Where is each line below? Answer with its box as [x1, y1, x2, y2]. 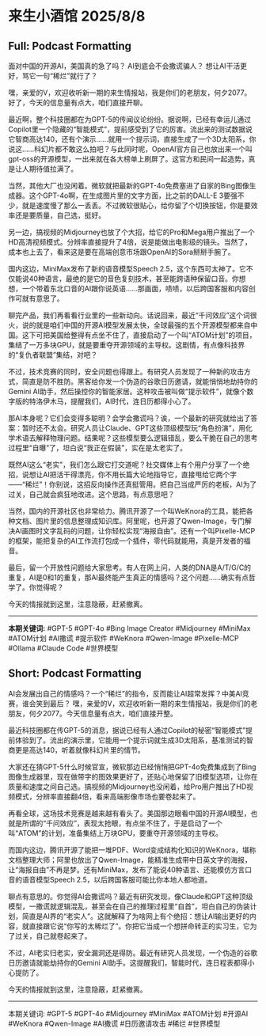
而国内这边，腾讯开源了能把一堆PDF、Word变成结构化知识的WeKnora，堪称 [8, 844, 256, 855]
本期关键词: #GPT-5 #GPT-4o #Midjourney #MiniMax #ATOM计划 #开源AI [8, 1008, 249, 1018]
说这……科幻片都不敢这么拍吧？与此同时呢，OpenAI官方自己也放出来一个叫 [8, 144, 253, 154]
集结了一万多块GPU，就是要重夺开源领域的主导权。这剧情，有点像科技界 [8, 340, 245, 349]
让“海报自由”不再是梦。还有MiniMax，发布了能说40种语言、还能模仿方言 [8, 864, 245, 875]
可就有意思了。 [14, 294, 64, 303]
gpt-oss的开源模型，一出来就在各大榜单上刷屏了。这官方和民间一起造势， [8, 154, 249, 163]
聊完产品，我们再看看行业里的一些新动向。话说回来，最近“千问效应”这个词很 [8, 310, 257, 320]
